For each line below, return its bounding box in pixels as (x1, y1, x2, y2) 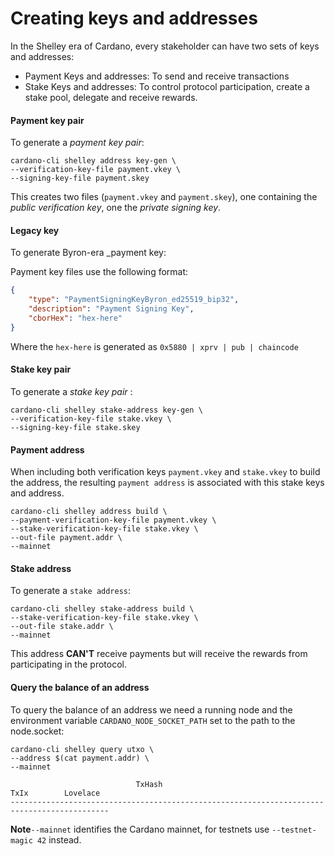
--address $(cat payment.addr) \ (10, 753, 150, 763)
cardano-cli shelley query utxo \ (10, 744, 155, 754)
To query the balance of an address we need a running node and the (10, 703, 293, 716)
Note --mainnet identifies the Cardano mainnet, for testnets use (10, 823, 270, 835)
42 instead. (36, 833, 82, 846)
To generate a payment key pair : (10, 137, 145, 149)
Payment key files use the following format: (10, 266, 189, 278)
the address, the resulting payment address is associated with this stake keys (10, 477, 325, 489)
